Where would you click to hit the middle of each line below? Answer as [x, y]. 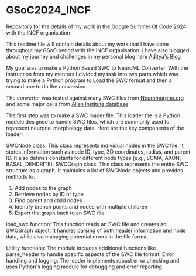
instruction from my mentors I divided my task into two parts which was [92, 74]
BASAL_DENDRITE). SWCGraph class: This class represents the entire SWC [97, 164]
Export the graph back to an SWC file [59, 213]
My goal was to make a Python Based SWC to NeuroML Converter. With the [97, 67]
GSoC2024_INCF [48, 10]
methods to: [20, 176]
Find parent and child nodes [48, 200]
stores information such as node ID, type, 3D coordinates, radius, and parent [98, 151]
